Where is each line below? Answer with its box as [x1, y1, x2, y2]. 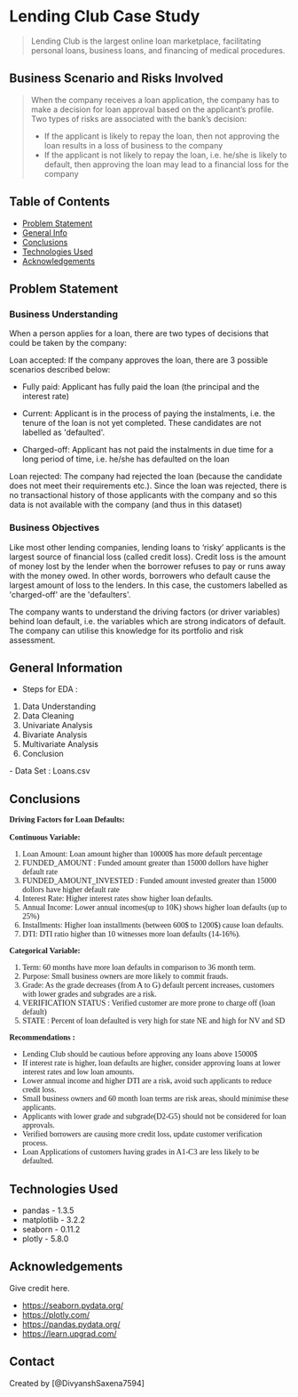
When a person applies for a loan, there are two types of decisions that [9, 328, 269, 339]
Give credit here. [9, 1282, 70, 1293]
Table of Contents [9, 194, 111, 210]
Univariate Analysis [21, 720, 93, 731]
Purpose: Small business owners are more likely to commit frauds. [21, 972, 229, 982]
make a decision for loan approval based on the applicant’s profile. [30, 104, 275, 115]
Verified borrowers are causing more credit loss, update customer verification [21, 1129, 263, 1139]
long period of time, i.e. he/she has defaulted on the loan [21, 454, 231, 464]
